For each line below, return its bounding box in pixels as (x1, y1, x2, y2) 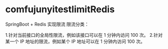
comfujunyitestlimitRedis (5, 4, 115, 15)
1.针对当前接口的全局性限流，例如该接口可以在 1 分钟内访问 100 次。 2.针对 (5, 32, 163, 38)
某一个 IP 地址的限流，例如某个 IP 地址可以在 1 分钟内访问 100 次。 (5, 38, 145, 44)
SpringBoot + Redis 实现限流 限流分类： (5, 21, 90, 27)
